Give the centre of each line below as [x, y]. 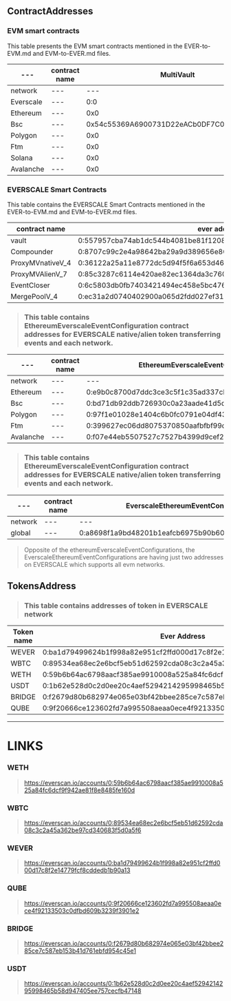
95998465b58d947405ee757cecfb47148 [82, 991]
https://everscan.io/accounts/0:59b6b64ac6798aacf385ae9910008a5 [123, 783]
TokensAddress [42, 586]
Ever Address [183, 637]
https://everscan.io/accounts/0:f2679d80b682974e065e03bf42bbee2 [124, 943]
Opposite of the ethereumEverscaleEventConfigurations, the [109, 550]
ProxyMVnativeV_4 [41, 262]
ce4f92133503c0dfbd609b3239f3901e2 [81, 910]
